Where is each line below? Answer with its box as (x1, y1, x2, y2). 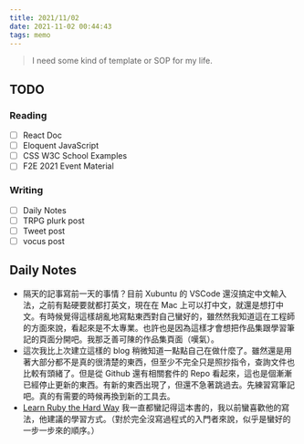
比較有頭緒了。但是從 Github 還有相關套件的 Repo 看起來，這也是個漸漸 (22, 367, 293, 378)
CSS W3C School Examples (22, 150, 128, 161)
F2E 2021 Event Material (22, 160, 114, 171)
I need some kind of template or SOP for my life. (31, 56, 213, 67)
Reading (9, 108, 47, 121)
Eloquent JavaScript (22, 140, 100, 151)
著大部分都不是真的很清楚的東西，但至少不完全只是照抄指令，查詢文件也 (22, 356, 295, 367)
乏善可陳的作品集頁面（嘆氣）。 (102, 334, 219, 345)
